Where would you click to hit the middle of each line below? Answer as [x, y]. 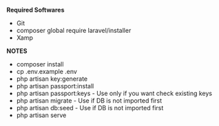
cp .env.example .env [46, 72]
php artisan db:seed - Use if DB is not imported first [90, 108]
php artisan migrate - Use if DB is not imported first [89, 101]
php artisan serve [41, 115]
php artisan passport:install [55, 86]
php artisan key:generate [52, 79]
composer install [40, 64]
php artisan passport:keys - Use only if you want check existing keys [114, 93]
